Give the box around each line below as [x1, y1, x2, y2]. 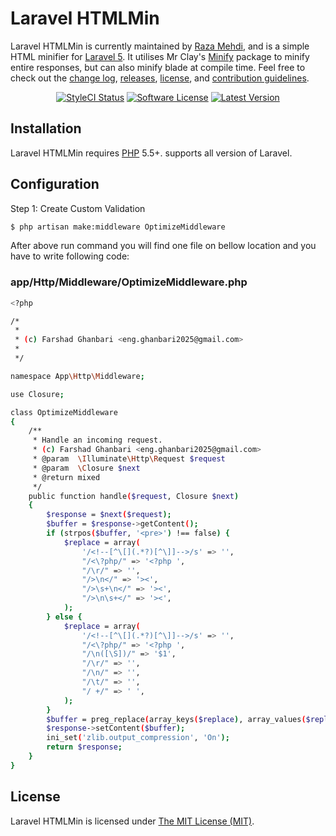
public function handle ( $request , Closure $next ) [28, 491, 240, 501]
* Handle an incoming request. [32, 435, 163, 446]
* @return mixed [32, 472, 101, 482]
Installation [10, 120, 82, 137]
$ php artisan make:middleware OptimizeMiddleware [10, 222, 226, 232]
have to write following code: [10, 250, 130, 262]
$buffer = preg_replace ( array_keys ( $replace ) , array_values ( [46, 714, 307, 724]
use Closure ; [10, 389, 65, 399]
